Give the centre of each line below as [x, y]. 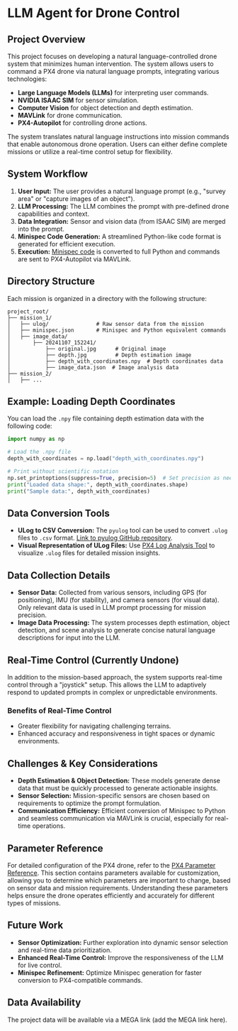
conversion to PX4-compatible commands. [80, 980]
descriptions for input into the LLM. [69, 638]
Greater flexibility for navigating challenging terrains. [94, 726]
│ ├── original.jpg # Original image [87, 349]
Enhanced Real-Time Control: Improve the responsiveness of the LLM [120, 957]
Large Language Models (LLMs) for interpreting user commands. [113, 93]
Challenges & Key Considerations [83, 764]
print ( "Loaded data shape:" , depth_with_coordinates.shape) [98, 484]
